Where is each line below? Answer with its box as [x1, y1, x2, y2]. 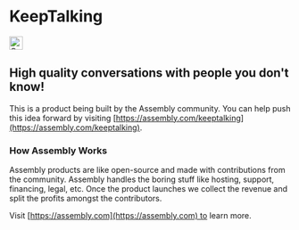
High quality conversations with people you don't [9, 65, 289, 81]
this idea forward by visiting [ [9, 112, 117, 123]
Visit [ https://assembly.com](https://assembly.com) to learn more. [9, 210, 252, 221]
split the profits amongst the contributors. [9, 193, 162, 204]
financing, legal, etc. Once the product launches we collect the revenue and [9, 184, 288, 194]
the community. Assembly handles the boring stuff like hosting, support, [9, 174, 275, 185]
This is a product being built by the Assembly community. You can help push [9, 103, 291, 113]
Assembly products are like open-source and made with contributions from [9, 165, 286, 176]
